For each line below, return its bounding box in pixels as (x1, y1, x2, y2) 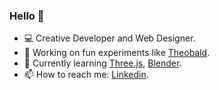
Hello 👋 (9, 9, 45, 23)
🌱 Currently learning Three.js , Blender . (23, 57, 182, 69)
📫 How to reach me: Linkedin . (23, 69, 149, 81)
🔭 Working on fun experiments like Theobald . (23, 47, 211, 59)
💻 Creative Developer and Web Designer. (23, 32, 196, 44)
